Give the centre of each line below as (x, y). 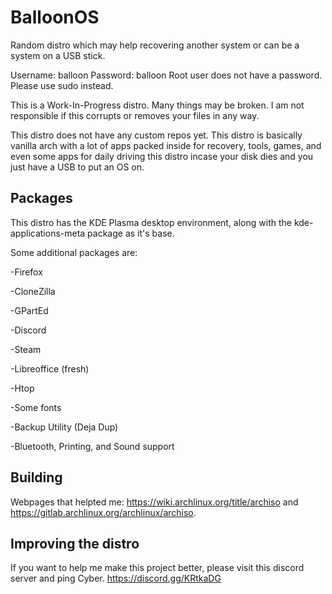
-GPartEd (29, 310)
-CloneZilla (33, 291)
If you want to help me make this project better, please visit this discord (157, 568)
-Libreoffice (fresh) (50, 368)
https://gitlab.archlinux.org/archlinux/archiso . (103, 512)
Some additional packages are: (74, 252)
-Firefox (26, 272)
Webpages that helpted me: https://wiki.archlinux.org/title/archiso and (154, 502)
